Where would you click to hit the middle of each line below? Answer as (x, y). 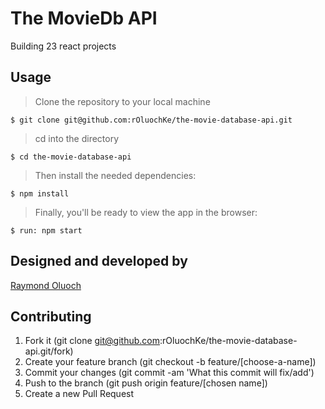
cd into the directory (77, 138)
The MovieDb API (84, 18)
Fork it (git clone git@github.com (92, 341)
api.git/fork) (49, 351)
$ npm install (40, 193)
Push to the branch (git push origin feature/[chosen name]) (146, 383)
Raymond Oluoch (46, 285)
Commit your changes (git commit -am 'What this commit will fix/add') (169, 373)
